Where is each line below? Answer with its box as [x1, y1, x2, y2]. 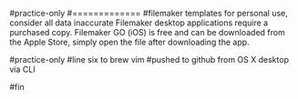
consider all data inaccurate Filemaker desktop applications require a [9, 17, 269, 28]
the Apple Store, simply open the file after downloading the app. [9, 36, 250, 47]
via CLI [9, 64, 36, 74]
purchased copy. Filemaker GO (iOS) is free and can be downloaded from [9, 27, 285, 37]
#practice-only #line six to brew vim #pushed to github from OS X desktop [9, 54, 290, 64]
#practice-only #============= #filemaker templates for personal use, [9, 8, 289, 18]
